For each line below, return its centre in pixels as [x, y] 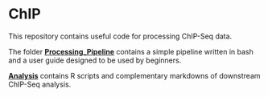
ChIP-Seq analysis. [40, 84]
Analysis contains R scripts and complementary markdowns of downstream [134, 75]
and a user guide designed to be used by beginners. [95, 60]
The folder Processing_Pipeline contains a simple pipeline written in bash [131, 51]
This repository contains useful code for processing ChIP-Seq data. [120, 36]
